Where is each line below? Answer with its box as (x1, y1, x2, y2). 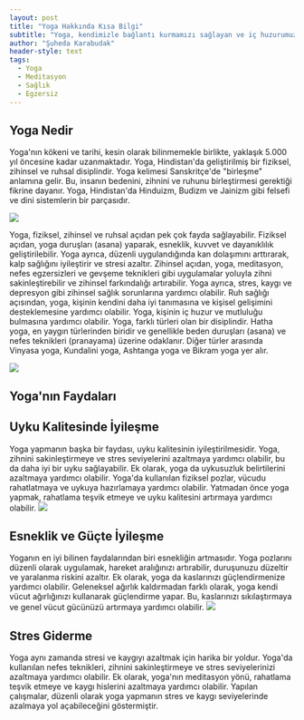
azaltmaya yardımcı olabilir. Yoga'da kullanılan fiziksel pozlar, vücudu (9, 472, 267, 483)
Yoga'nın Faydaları (9, 388, 117, 404)
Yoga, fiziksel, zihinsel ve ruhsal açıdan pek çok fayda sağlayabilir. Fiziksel (9, 229, 287, 240)
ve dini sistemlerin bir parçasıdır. (9, 195, 130, 206)
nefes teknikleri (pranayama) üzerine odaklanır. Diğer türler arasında (9, 336, 264, 346)
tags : (9, 55, 30, 64)
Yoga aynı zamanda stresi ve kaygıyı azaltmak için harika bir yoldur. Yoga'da (9, 652, 293, 663)
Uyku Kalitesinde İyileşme (9, 419, 160, 435)
